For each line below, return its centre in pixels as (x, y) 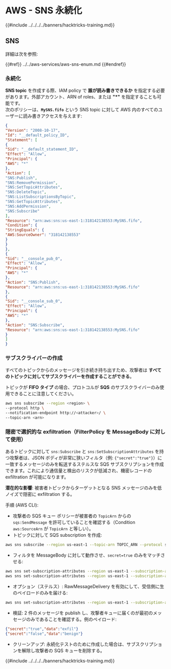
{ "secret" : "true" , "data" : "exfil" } (42, 629)
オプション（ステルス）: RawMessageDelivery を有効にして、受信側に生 (88, 586)
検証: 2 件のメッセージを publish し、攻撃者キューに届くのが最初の (83, 613)
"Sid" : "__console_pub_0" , (34, 258)
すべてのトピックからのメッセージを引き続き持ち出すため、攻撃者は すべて (83, 370)
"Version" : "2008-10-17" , (33, 130)
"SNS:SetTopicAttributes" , (34, 187)
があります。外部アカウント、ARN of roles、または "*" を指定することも (81, 97)
